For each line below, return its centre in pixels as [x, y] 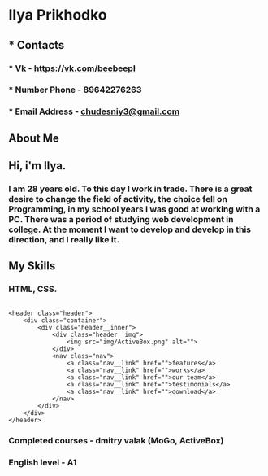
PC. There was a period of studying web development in [121, 220]
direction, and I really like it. [64, 240]
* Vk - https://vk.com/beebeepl [72, 68]
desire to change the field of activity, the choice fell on [118, 199]
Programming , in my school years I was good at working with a [134, 209]
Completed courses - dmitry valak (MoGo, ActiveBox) [116, 440]
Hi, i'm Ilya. [37, 166]
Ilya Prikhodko [58, 15]
